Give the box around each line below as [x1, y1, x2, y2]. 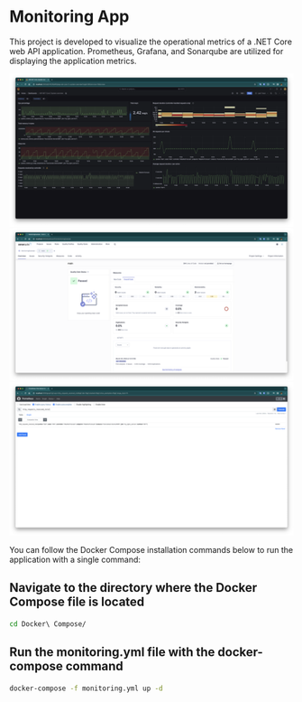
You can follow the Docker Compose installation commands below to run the [9, 545, 294, 556]
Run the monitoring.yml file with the [9, 644, 215, 660]
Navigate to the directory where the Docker [9, 580, 258, 595]
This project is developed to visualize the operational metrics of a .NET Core [9, 36, 293, 47]
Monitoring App [9, 6, 130, 27]
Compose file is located [9, 594, 145, 610]
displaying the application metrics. [9, 55, 137, 66]
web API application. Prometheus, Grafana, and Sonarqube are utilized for [9, 45, 284, 56]
